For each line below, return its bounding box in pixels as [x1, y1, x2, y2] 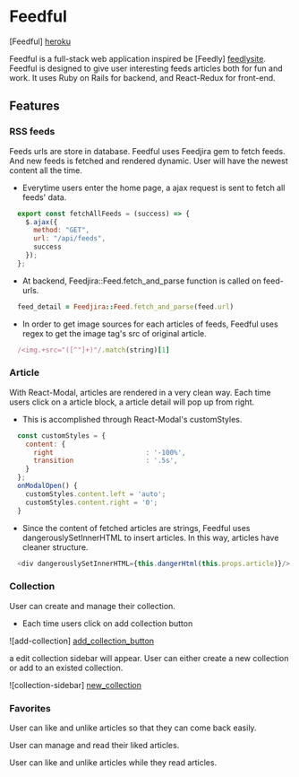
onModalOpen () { [17, 482, 78, 491]
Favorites [9, 702, 52, 714]
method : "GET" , [32, 226, 90, 235]
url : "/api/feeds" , [32, 234, 106, 243]
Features [9, 99, 60, 114]
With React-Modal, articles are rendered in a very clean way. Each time [9, 387, 271, 397]
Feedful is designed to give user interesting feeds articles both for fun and [9, 63, 283, 74]
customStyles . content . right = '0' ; [25, 498, 158, 507]
